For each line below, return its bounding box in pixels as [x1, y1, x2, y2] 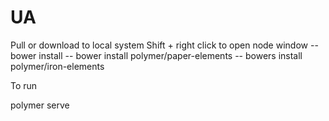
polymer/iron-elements [10, 60, 105, 72]
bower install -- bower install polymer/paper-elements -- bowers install [10, 49, 303, 61]
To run [10, 79, 38, 91]
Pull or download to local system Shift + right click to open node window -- [10, 39, 319, 51]
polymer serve [10, 99, 70, 111]
